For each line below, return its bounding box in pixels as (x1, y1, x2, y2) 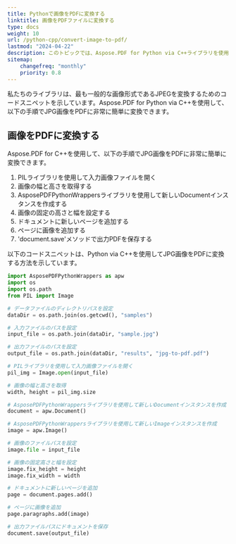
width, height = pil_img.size (7, 388, 97, 396)
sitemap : (7, 56, 33, 63)
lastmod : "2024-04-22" (7, 43, 74, 50)
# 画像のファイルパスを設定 (7, 440, 77, 447)
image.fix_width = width (7, 472, 80, 479)
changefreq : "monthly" (20, 63, 87, 70)
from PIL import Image (7, 292, 74, 299)
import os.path (7, 286, 52, 293)
